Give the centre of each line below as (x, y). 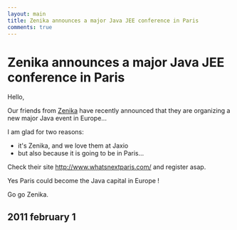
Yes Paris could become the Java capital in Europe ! (84, 181)
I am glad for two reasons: (46, 132)
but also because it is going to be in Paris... (81, 153)
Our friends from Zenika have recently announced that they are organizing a (119, 111)
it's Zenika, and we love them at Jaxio (73, 146)
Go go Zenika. (28, 195)
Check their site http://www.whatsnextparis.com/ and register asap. (107, 167)
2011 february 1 (42, 217)
